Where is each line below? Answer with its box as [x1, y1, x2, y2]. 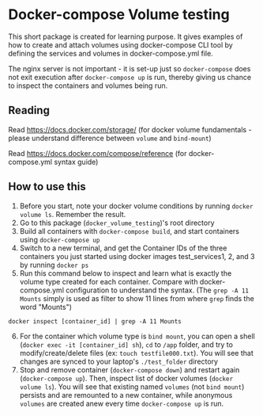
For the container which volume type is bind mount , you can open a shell [19, 331, 255, 341]
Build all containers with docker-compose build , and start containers [19, 226, 239, 235]
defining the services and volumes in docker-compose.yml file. [8, 48, 213, 58]
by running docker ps [19, 260, 89, 269]
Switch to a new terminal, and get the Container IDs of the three [19, 243, 227, 253]
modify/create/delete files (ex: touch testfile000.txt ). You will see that [19, 348, 254, 357]
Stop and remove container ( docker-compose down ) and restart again [19, 364, 240, 374]
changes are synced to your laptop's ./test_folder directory [19, 357, 219, 366]
